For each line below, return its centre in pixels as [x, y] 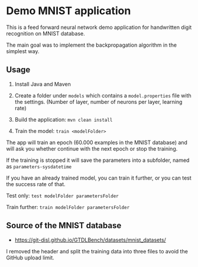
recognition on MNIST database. [46, 33]
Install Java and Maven [43, 84]
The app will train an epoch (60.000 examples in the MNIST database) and [97, 142]
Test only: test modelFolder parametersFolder [63, 196]
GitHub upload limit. [30, 258]
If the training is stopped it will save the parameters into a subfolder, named [98, 160]
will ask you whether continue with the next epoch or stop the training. [92, 148]
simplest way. [23, 51]
